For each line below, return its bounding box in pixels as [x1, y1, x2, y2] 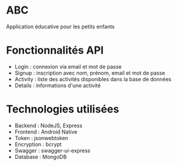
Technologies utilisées [6, 102, 119, 116]
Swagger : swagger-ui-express [14, 147, 90, 154]
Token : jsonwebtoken [14, 134, 68, 141]
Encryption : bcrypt [14, 141, 62, 148]
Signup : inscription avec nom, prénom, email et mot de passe [14, 69, 165, 77]
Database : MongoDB [14, 153, 67, 160]
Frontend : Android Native [14, 128, 78, 135]
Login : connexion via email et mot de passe [14, 63, 122, 70]
